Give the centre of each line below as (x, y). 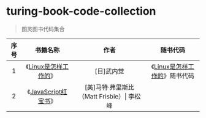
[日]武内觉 (109, 71)
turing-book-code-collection (81, 11)
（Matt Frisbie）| (102, 96)
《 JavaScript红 (47, 92)
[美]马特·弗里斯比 (110, 87)
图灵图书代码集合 (43, 29)
